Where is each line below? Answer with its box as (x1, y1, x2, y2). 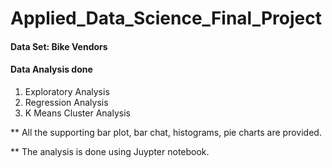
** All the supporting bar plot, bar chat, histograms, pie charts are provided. (10, 126, 322, 138)
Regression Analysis (24, 96, 109, 108)
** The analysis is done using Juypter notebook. (10, 145, 210, 157)
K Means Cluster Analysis (24, 107, 131, 119)
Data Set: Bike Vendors (10, 40, 108, 52)
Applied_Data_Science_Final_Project (10, 7, 322, 30)
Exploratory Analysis (24, 85, 110, 97)
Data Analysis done (10, 63, 93, 76)
